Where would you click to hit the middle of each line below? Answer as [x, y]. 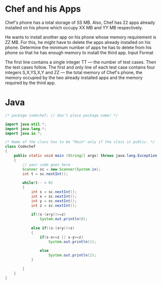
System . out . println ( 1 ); [72, 242]
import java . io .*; [24, 133]
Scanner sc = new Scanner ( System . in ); [62, 169]
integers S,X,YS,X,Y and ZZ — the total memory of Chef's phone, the [74, 72]
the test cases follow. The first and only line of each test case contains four [80, 67]
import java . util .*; [26, 124]
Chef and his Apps [43, 9]
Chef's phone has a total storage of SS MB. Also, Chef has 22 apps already [80, 22]
